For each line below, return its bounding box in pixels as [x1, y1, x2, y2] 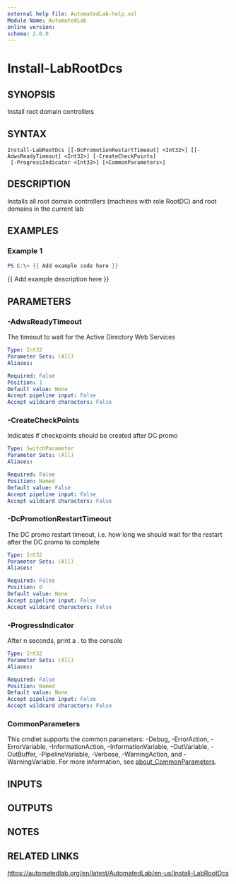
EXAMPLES [7, 225, 59, 237]
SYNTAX [7, 128, 47, 140]
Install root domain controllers [7, 107, 94, 116]
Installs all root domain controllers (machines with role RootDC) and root [7, 197, 217, 205]
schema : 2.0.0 [7, 30, 49, 37]
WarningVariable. [7, 757, 58, 766]
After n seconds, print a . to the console [7, 636, 123, 645]
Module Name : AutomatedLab [7, 17, 87, 24]
